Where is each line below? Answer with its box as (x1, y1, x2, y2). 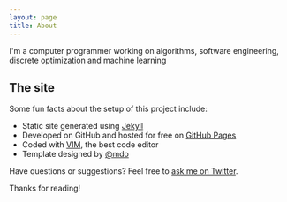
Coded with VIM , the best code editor (21, 139, 159, 150)
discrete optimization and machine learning (9, 55, 167, 65)
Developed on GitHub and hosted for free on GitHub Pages (21, 130, 237, 141)
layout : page (9, 12, 57, 22)
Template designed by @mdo (21, 149, 130, 160)
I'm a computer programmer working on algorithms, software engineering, (9, 45, 280, 56)
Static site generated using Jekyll (21, 121, 144, 131)
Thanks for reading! (9, 183, 81, 194)
